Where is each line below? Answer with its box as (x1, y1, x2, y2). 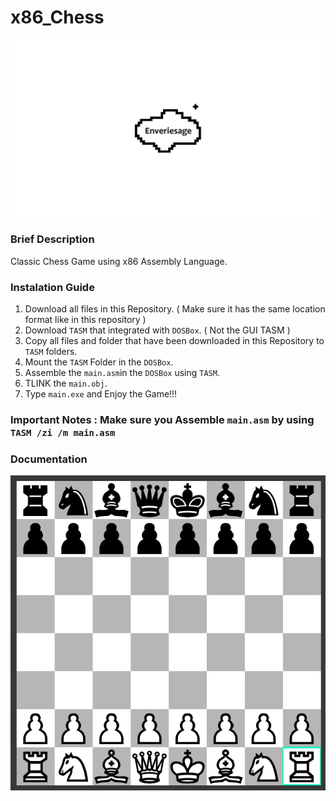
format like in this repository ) (24, 314, 147, 326)
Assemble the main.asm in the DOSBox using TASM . (24, 367, 220, 379)
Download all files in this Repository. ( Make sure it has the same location (24, 303, 326, 315)
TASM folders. (24, 346, 78, 358)
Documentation (10, 452, 88, 466)
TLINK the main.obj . (24, 377, 108, 390)
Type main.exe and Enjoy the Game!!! (24, 388, 178, 400)
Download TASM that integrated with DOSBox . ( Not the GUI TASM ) (24, 324, 291, 336)
